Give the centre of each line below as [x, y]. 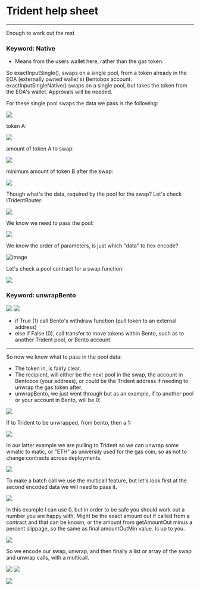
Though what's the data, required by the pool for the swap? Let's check [94, 194]
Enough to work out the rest [40, 33]
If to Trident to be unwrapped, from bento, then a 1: [69, 422]
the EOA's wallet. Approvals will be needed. [60, 92]
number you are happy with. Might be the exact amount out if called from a [98, 516]
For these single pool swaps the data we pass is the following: [82, 103]
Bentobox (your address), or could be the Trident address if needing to [101, 381]
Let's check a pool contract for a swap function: [65, 269]
